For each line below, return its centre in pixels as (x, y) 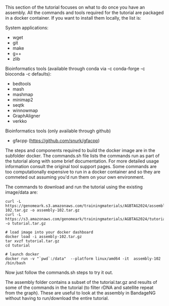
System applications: (27, 28)
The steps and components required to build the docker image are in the (80, 150)
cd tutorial (18, 246)
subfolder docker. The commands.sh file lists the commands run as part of (82, 156)
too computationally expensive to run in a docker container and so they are (83, 172)
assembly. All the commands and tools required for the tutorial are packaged (84, 13)
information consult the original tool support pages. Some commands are (81, 166)
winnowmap (25, 110)
